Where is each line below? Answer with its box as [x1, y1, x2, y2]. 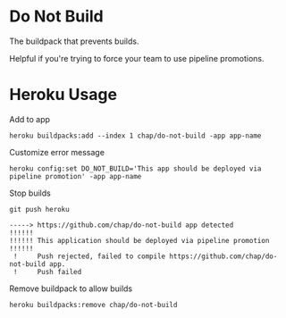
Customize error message [9, 146, 105, 157]
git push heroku [9, 205, 70, 213]
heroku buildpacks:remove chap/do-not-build [9, 300, 178, 309]
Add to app [9, 113, 51, 124]
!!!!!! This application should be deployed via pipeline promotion [9, 236, 270, 245]
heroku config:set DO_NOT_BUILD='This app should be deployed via [9, 163, 262, 173]
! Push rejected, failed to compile [13, 252, 166, 261]
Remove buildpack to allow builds [9, 283, 132, 294]
